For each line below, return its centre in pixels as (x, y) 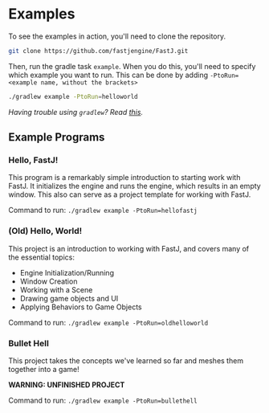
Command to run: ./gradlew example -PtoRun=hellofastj (103, 211)
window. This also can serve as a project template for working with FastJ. (130, 194)
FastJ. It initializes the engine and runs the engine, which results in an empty (134, 186)
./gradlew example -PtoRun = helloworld (73, 96)
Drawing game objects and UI (69, 298)
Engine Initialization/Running (67, 272)
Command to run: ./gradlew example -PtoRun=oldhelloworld (108, 322)
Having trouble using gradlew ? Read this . (75, 112)
